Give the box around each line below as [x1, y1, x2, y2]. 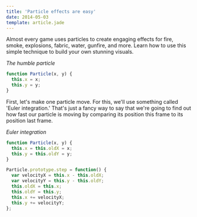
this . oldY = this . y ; [11, 189, 62, 195]
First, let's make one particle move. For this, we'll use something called [6, 98, 179, 105]
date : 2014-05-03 [6, 14, 49, 20]
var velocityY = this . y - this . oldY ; [11, 178, 104, 184]
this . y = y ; [11, 82, 41, 88]
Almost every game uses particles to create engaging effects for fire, [6, 36, 174, 43]
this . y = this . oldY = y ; [11, 151, 73, 157]
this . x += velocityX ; [11, 194, 65, 200]
